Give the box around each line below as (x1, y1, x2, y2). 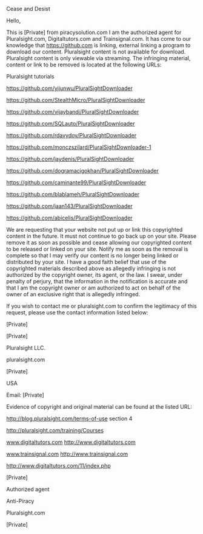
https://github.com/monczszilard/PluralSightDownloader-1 (6, 144, 151, 151)
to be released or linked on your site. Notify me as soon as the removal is (6, 246, 188, 252)
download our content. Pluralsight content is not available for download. (6, 48, 186, 55)
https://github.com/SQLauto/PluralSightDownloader (6, 120, 135, 127)
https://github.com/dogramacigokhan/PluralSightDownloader (6, 167, 159, 174)
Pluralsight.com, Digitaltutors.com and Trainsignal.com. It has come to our (6, 35, 191, 42)
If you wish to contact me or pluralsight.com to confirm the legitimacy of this (6, 302, 197, 310)
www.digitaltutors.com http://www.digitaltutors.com (6, 439, 136, 446)
